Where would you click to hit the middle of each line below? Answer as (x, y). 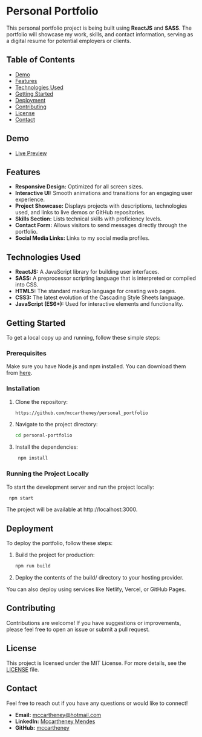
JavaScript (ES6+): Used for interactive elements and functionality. (99, 304)
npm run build (33, 566)
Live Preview (31, 153)
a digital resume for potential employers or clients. (69, 41)
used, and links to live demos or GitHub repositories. (80, 213)
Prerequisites (26, 353)
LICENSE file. (23, 669)
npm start (21, 498)
